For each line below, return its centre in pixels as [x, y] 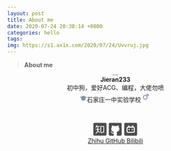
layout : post [26, 13]
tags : [15, 39]
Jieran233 [115, 79]
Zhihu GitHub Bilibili [115, 141]
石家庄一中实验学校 [114, 100]
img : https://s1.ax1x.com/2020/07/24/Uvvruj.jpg [78, 45]
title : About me [30, 20]
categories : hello [33, 33]
